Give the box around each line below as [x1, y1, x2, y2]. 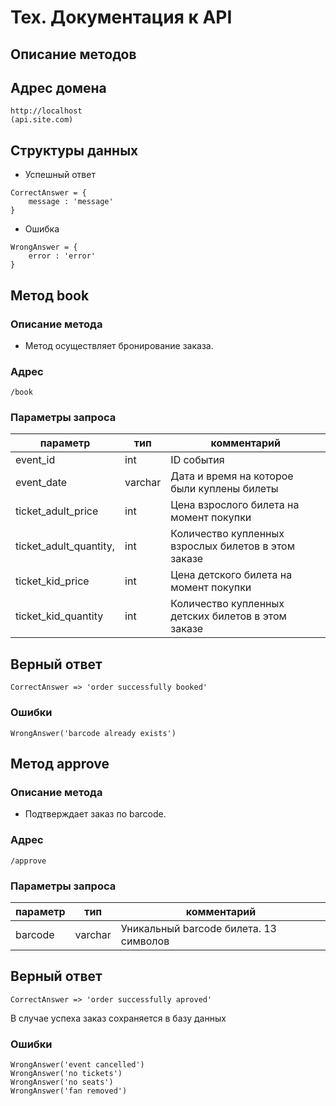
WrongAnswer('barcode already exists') [10, 728, 177, 738]
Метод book [10, 287, 90, 304]
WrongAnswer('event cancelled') [10, 1059, 145, 1070]
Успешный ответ [24, 169, 96, 181]
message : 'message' [28, 197, 114, 207]
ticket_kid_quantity [15, 609, 104, 623]
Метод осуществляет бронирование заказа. [24, 339, 214, 351]
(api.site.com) [10, 115, 74, 125]
